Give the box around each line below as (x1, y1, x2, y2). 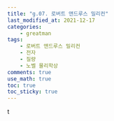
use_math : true (7, 75, 52, 83)
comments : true (7, 69, 52, 76)
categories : (7, 23, 42, 30)
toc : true (7, 82, 36, 89)
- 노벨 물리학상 (20, 62, 58, 69)
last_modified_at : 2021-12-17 (7, 17, 96, 24)
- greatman (20, 29, 52, 37)
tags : (7, 36, 23, 43)
